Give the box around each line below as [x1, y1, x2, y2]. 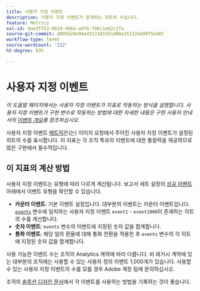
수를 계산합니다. [21, 215, 59, 222]
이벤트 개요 [17, 116, 44, 123]
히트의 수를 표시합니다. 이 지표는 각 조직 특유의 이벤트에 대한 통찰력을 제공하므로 [6, 136, 193, 143]
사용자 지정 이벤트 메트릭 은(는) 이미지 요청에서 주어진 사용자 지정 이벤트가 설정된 [6, 129, 193, 136]
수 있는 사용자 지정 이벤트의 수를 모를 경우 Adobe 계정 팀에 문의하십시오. [6, 265, 175, 272]
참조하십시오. [48, 116, 80, 123]
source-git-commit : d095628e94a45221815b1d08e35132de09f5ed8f [6, 31, 164, 37]
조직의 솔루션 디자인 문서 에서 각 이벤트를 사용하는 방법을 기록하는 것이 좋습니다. [6, 278, 191, 285]
